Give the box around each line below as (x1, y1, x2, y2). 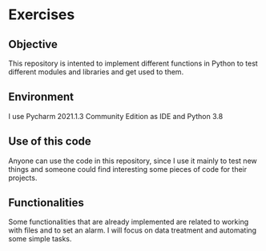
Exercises (8, 6, 75, 24)
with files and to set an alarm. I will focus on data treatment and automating (8, 225, 257, 235)
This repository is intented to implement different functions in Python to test (8, 58, 258, 68)
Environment (8, 90, 75, 104)
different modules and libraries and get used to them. (8, 67, 184, 77)
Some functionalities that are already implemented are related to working (8, 217, 249, 227)
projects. (8, 173, 38, 182)
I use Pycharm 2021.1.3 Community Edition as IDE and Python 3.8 (8, 111, 224, 121)
